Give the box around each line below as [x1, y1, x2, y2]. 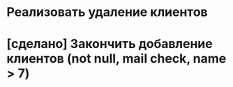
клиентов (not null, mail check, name [6, 51, 227, 67]
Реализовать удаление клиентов [6, 4, 208, 20]
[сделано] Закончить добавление [6, 36, 213, 52]
